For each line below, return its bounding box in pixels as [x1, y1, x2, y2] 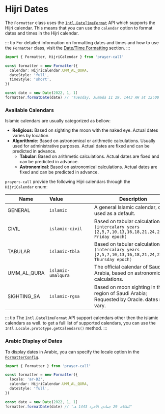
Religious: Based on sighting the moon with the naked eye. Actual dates [12, 127, 158, 133]
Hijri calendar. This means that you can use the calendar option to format [5, 25, 153, 30]
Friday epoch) [94, 234, 127, 239]
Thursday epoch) [94, 257, 133, 263]
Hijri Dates [5, 3, 49, 15]
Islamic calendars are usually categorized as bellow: [5, 118, 111, 124]
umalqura [49, 273, 70, 278]
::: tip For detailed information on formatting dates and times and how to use [5, 39, 159, 45]
